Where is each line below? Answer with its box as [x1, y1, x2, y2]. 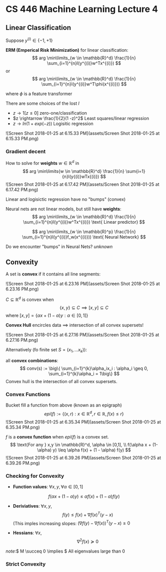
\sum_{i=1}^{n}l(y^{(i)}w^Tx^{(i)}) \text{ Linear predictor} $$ [22, 219, 146, 225]
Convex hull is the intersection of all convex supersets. [5, 378, 117, 384]
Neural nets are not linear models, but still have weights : [5, 206, 121, 212]
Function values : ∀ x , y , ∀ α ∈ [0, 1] [12, 484, 83, 490]
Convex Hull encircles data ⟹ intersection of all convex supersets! [5, 322, 144, 328]
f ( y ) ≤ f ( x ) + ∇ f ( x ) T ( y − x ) [62, 511, 113, 518]
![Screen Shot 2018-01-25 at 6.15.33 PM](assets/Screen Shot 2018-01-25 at [5, 130, 160, 136]
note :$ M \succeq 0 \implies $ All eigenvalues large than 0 [5, 548, 125, 554]
